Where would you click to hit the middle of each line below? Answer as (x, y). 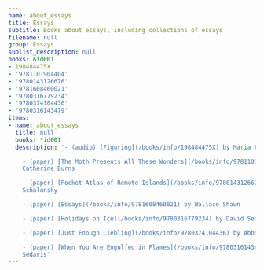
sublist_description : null (52, 52)
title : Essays (31, 23)
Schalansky (40, 190)
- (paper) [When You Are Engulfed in (84, 247)
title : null (35, 132)
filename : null (33, 37)
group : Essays (31, 45)
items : (19, 118)
